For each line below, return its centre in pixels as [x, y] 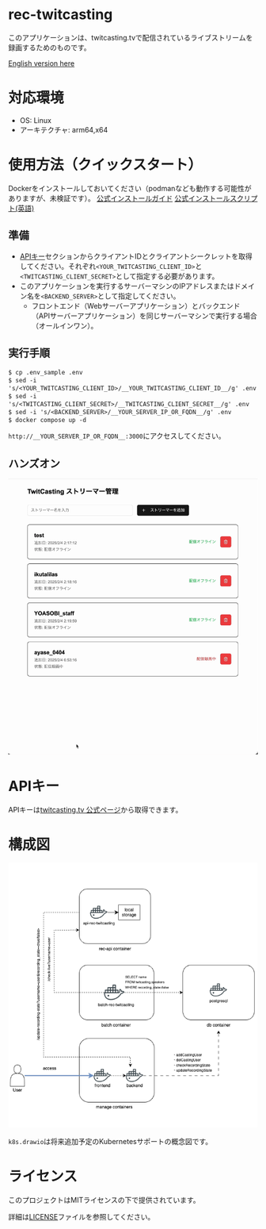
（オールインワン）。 [65, 325]
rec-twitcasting [61, 15]
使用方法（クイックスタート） [105, 165]
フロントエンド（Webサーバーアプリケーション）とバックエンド [136, 305]
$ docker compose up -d [47, 421]
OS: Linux [35, 120]
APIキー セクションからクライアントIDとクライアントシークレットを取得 [136, 256]
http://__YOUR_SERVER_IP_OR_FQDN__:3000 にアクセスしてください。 [117, 436]
